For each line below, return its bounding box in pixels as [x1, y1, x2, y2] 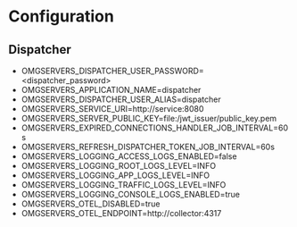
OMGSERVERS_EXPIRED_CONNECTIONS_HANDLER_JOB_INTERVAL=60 [21, 122, 289, 133]
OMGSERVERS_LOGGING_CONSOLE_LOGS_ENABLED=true [21, 189, 241, 199]
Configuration [8, 6, 115, 27]
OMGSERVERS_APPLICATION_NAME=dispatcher [21, 85, 202, 95]
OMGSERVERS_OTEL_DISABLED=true [21, 198, 161, 209]
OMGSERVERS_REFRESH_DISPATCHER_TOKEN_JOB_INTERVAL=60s [21, 141, 276, 152]
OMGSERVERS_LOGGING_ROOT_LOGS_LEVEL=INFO [21, 161, 216, 171]
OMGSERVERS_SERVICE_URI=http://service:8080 [21, 104, 204, 113]
